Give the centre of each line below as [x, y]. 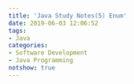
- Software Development [48, 53]
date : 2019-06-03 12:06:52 [53, 23]
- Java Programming [41, 61]
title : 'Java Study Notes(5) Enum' [68, 16]
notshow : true [32, 68]
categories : [28, 46]
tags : [17, 30]
